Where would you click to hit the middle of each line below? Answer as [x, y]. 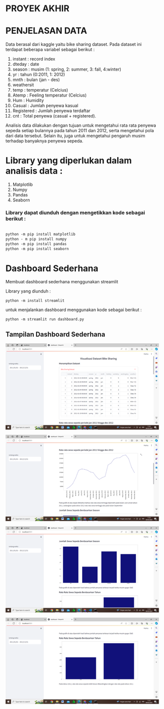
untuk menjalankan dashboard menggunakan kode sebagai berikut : [74, 310]
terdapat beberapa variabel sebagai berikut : [50, 50]
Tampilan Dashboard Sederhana [55, 334]
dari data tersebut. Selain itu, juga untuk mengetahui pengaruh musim [75, 136]
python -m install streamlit [35, 301]
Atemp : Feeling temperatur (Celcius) [49, 95]
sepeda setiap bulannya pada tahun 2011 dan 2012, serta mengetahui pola [80, 131]
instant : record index [34, 59]
